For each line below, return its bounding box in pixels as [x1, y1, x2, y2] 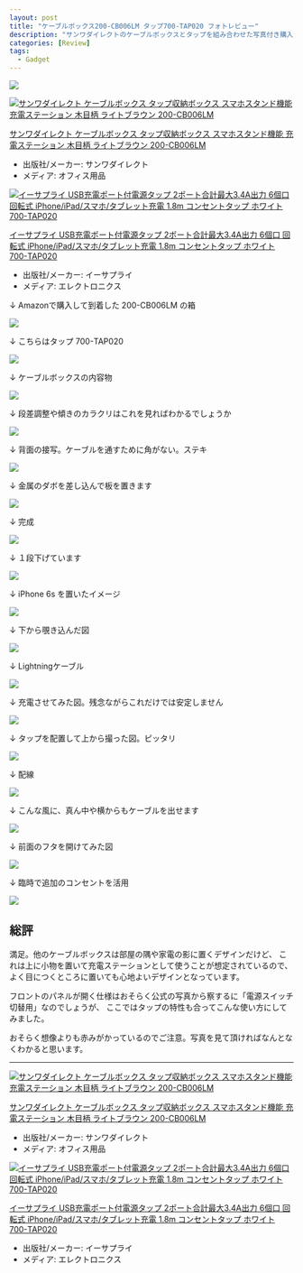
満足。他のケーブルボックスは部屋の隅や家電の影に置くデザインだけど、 [9, 948, 278, 959]
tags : [9, 47, 30, 56]
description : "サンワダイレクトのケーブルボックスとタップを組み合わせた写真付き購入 [9, 30, 294, 39]
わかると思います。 [16, 1043, 88, 1054]
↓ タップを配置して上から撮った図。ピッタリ [9, 733, 177, 743]
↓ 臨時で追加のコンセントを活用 [9, 877, 129, 888]
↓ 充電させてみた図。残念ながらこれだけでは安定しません [9, 696, 224, 707]
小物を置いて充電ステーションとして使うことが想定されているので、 [40, 960, 293, 971]
